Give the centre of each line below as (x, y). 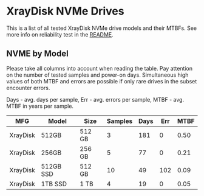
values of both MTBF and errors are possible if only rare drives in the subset (102, 81)
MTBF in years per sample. (40, 106)
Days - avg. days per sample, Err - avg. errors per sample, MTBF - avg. (95, 99)
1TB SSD (54, 184)
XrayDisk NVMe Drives (65, 11)
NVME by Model (37, 54)
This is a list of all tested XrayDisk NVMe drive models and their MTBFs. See (102, 28)
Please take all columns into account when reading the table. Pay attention (100, 68)
